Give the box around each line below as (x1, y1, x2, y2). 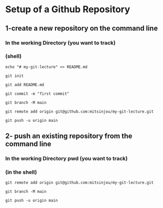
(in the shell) (5, 169, 37, 176)
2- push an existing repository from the (5, 132, 132, 141)
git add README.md (5, 82, 44, 87)
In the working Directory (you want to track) (5, 39, 116, 46)
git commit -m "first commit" (5, 91, 70, 96)
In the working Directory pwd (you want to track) (5, 155, 128, 162)
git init (5, 73, 24, 79)
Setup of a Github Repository (5, 4, 130, 15)
